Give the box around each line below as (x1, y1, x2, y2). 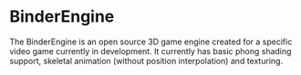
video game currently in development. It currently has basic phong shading (9, 45, 292, 56)
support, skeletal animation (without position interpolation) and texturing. (9, 55, 284, 66)
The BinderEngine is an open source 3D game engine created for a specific (9, 36, 293, 47)
